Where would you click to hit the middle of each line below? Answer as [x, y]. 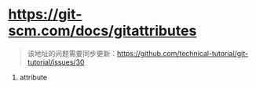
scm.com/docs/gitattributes [102, 31]
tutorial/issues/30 [56, 62]
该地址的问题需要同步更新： [72, 53]
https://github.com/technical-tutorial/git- [183, 53]
